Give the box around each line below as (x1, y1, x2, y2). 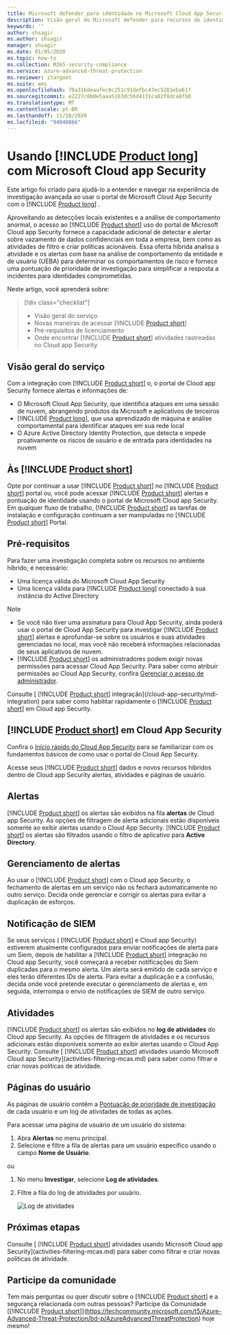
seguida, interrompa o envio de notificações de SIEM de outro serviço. (7, 987, 207, 996)
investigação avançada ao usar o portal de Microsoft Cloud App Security (7, 193, 212, 201)
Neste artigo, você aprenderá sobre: (7, 285, 110, 293)
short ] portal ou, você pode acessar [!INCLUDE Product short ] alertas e (7, 489, 209, 497)
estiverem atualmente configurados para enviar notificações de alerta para (7, 943, 218, 952)
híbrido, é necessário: (7, 563, 68, 572)
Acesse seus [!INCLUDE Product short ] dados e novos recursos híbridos (7, 763, 212, 772)
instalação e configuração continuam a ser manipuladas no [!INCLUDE (7, 511, 206, 519)
